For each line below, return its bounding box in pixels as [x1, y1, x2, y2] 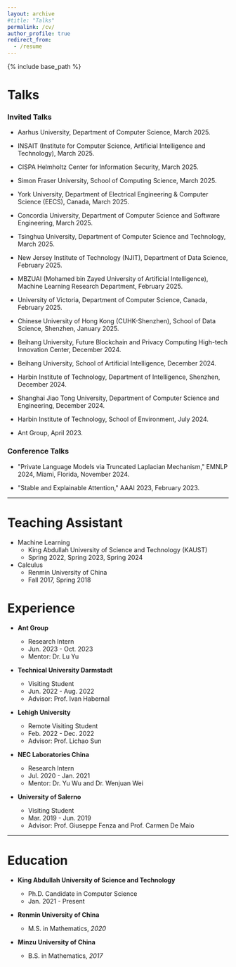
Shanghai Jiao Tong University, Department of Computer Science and [17, 394, 220, 402]
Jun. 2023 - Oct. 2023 [27, 644, 93, 653]
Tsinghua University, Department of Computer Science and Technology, [17, 232, 226, 241]
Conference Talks [7, 447, 69, 456]
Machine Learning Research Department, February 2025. [17, 282, 183, 291]
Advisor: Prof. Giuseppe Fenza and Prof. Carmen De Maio [27, 821, 195, 830]
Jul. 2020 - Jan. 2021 [27, 771, 90, 780]
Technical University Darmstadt [17, 666, 113, 674]
